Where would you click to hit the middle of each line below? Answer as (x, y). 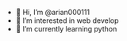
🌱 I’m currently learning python (66, 29)
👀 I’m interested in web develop (67, 20)
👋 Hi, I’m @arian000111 (52, 12)
